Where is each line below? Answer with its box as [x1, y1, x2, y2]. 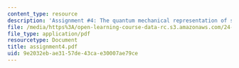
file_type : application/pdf [7, 30, 91, 38]
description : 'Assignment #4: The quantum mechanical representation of [7, 17, 228, 24]
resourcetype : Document [7, 37, 78, 44]
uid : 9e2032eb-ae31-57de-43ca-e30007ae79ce [7, 50, 139, 57]
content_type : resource [7, 10, 78, 18]
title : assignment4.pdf [7, 43, 78, 50]
